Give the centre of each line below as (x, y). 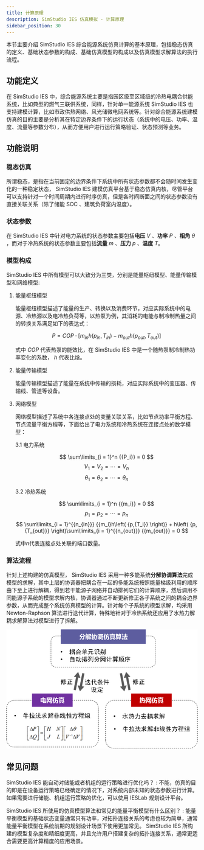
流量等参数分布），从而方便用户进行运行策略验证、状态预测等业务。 (100, 127)
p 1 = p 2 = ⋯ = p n (107, 514)
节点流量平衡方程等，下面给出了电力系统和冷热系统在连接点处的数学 (100, 424)
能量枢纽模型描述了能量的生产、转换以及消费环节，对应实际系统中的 (100, 308)
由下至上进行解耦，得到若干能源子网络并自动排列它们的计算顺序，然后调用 (99, 590)
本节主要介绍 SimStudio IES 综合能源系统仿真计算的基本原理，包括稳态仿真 (100, 44)
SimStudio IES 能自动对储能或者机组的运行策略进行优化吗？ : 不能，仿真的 (99, 782)
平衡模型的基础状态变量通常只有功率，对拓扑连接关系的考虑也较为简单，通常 (102, 818)
